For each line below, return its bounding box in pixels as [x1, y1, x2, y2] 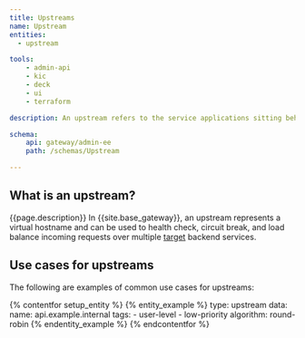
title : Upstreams [9, 13, 75, 23]
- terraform [25, 97, 71, 106]
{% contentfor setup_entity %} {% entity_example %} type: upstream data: [9, 299, 288, 310]
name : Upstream [9, 22, 67, 31]
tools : [9, 55, 34, 64]
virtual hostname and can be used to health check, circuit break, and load [9, 221, 285, 232]
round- [269, 309, 296, 320]
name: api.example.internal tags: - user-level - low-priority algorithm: [9, 309, 268, 320]
